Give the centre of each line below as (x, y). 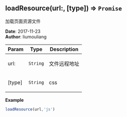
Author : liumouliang (26, 36)
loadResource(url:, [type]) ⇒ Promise (63, 8)
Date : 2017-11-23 (23, 31)
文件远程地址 (64, 64)
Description (64, 49)
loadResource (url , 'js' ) (30, 109)
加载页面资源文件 (23, 21)
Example (15, 100)
